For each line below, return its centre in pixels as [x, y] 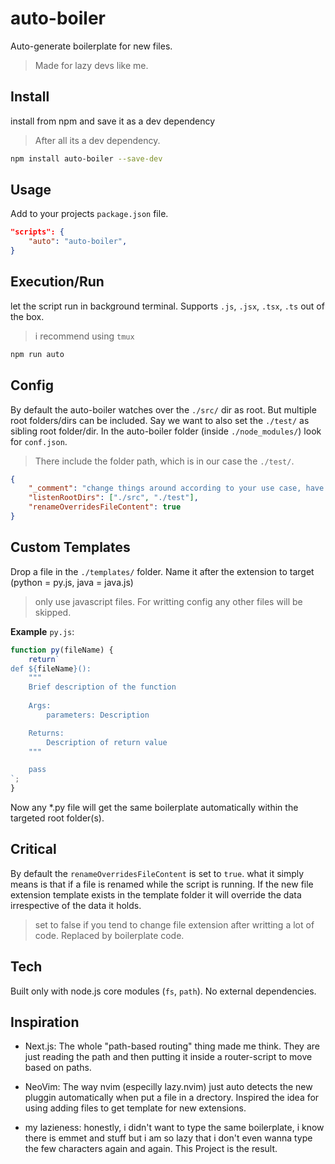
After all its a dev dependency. [97, 140]
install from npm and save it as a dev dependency [113, 121]
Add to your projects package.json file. [89, 214]
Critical [33, 849]
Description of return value [107, 742]
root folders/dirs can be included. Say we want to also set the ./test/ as [160, 420]
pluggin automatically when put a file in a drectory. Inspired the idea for [172, 1098]
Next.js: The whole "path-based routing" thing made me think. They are [172, 1046]
